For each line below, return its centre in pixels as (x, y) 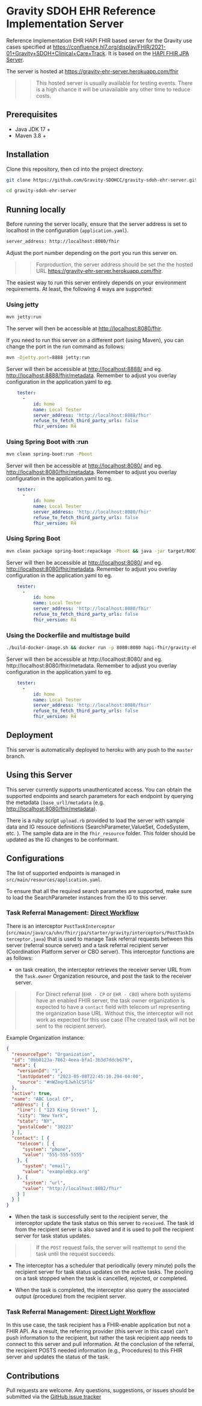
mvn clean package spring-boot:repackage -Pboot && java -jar (86, 551)
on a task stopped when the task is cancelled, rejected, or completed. (101, 1279)
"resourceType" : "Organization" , (54, 1054)
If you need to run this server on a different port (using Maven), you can (95, 340)
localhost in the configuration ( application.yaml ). (67, 230)
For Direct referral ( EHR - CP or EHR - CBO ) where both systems (113, 994)
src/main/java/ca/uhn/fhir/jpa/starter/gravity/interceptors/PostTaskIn (101, 933)
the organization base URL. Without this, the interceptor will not (115, 1013)
